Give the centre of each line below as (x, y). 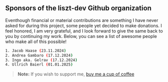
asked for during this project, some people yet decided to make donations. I (83, 25)
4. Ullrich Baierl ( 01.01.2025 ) (39, 64)
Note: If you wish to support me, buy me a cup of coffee (76, 74)
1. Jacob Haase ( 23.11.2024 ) (36, 50)
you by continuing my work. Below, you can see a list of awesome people (81, 36)
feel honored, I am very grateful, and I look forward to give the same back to (84, 31)
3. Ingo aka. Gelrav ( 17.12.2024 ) (41, 60)
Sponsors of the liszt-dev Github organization (78, 8)
